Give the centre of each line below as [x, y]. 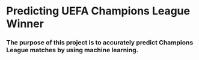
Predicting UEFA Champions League [98, 11]
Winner [25, 24]
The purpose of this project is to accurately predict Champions [100, 43]
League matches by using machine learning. [72, 50]
